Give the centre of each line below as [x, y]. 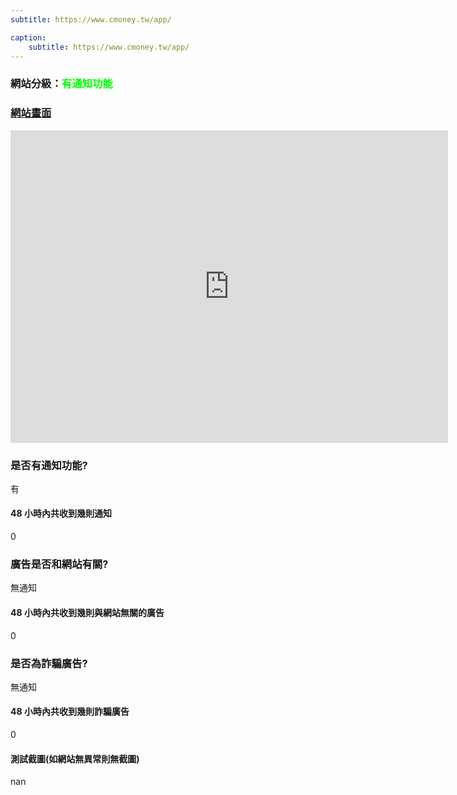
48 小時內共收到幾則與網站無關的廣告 [87, 612]
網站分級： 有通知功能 [61, 84]
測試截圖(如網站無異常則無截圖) [75, 758]
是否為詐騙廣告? [49, 663]
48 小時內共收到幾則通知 [61, 513]
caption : [28, 37]
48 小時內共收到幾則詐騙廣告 [70, 712]
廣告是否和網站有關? [59, 564]
